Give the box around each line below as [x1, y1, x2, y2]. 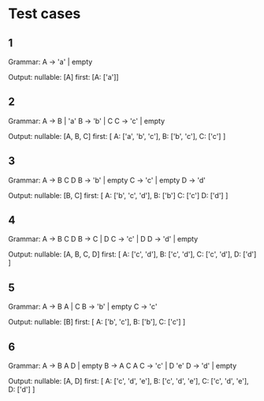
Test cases [8, 5, 81, 23]
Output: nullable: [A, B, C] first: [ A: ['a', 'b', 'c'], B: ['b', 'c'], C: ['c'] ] [8, 131, 226, 141]
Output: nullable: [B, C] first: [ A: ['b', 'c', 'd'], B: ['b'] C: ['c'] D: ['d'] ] [8, 190, 229, 200]
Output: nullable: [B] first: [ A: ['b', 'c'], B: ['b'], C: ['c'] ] [8, 317, 186, 327]
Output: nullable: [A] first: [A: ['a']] [8, 73, 120, 81]
